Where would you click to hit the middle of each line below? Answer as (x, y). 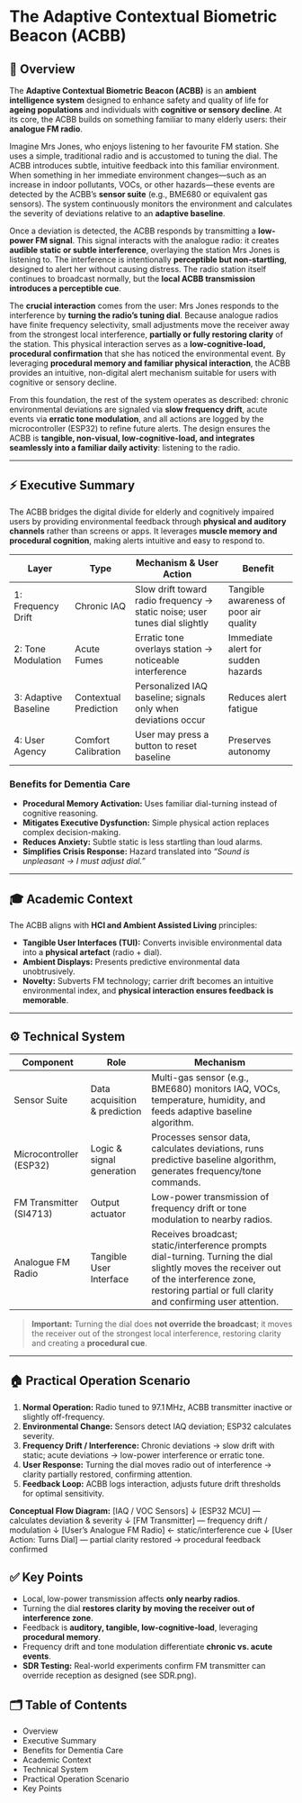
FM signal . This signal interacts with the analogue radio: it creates (157, 240)
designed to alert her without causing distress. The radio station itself (138, 269)
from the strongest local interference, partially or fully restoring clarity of (147, 334)
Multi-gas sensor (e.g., (200, 1077)
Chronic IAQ (100, 606)
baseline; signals (170, 697)
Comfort (93, 740)
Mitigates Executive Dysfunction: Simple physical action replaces (146, 823)
